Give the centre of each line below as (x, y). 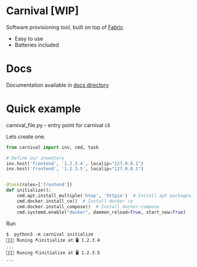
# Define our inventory (35, 158)
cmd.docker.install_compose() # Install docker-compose (88, 207)
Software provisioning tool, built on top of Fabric (65, 27)
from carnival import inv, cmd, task (52, 147)
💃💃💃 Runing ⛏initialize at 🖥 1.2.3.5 (53, 253)
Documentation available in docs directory (58, 85)
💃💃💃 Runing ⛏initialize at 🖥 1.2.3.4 (53, 240)
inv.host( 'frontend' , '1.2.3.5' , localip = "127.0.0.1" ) (75, 169)
